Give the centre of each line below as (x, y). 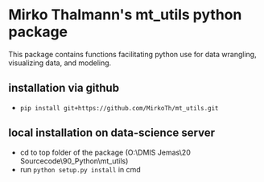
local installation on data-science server (112, 133)
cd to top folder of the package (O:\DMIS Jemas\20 (105, 152)
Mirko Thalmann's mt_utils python (125, 15)
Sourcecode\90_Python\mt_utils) (74, 161)
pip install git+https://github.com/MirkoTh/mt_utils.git (119, 108)
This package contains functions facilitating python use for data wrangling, (132, 54)
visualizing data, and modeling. (60, 63)
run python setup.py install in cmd (80, 169)
